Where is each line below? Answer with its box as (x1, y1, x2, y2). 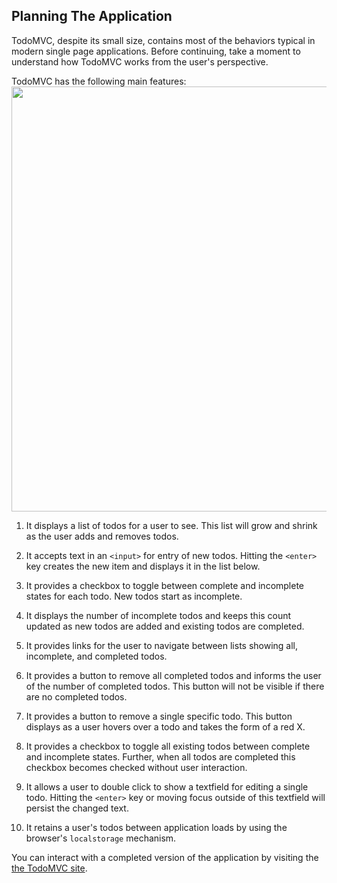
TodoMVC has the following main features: (11, 75, 187, 87)
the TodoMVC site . (11, 862, 88, 874)
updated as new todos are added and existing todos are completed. (25, 620, 305, 632)
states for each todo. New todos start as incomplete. (25, 590, 243, 602)
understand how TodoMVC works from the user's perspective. (11, 55, 269, 68)
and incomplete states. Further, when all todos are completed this (25, 750, 296, 763)
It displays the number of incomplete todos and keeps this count (25, 609, 292, 621)
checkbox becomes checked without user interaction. (25, 761, 248, 773)
